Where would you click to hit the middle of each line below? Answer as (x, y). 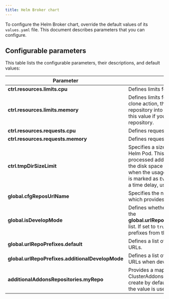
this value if (142, 116)
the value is (142, 289)
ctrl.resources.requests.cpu (42, 131)
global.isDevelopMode (35, 220)
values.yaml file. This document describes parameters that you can (75, 29)
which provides (146, 200)
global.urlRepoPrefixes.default (45, 244)
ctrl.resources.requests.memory (47, 139)
